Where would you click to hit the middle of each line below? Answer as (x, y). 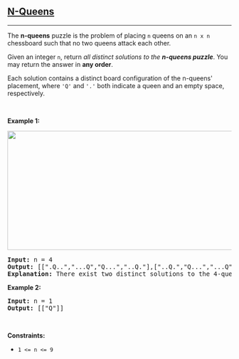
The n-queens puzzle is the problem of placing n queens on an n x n (109, 36)
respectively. (26, 93)
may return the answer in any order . (60, 64)
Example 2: (24, 287)
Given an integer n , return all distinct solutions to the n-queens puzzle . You (118, 57)
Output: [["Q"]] (36, 308)
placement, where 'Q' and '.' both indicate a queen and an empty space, (116, 85)
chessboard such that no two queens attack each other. (89, 43)
